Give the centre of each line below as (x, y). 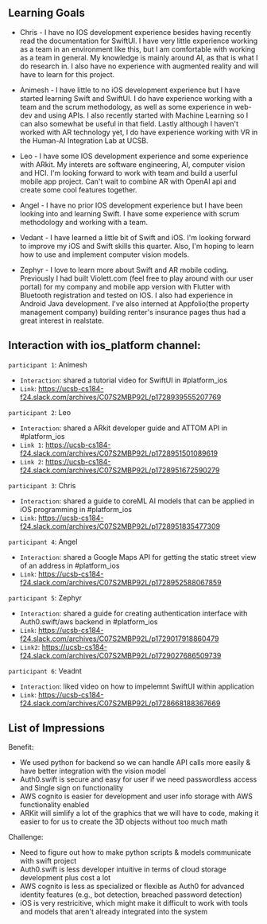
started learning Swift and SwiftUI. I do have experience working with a (136, 98)
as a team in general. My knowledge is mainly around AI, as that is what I (139, 57)
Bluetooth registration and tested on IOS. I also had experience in (126, 295)
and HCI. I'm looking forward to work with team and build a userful (129, 173)
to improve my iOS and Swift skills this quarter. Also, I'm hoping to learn (137, 246)
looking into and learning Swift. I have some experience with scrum (130, 213)
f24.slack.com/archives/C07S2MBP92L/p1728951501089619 (119, 453)
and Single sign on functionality (72, 788)
